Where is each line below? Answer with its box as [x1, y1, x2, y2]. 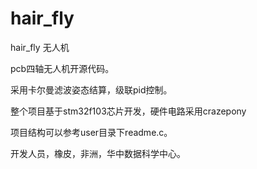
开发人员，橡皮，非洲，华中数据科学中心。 [10, 147, 186, 159]
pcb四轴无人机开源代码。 [10, 62, 115, 74]
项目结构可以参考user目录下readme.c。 [10, 126, 173, 138]
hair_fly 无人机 [10, 41, 70, 53]
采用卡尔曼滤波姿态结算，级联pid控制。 [10, 83, 173, 96]
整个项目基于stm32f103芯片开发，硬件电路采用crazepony [10, 105, 247, 117]
